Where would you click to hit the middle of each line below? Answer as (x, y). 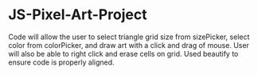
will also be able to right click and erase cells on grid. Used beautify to (123, 53)
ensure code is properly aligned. (61, 62)
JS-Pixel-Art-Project (78, 15)
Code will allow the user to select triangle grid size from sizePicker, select (129, 37)
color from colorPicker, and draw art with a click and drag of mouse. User (129, 45)
